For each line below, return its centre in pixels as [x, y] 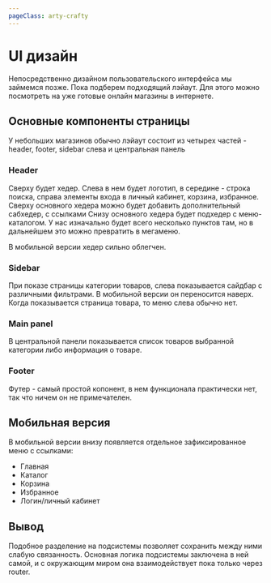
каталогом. [28, 222]
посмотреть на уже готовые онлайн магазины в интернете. [111, 96]
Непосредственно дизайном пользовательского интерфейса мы [120, 79]
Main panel [31, 324]
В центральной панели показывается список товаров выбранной [121, 341]
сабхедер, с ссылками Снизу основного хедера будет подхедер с [123, 214]
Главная [34, 466]
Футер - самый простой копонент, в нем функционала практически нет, [133, 388]
